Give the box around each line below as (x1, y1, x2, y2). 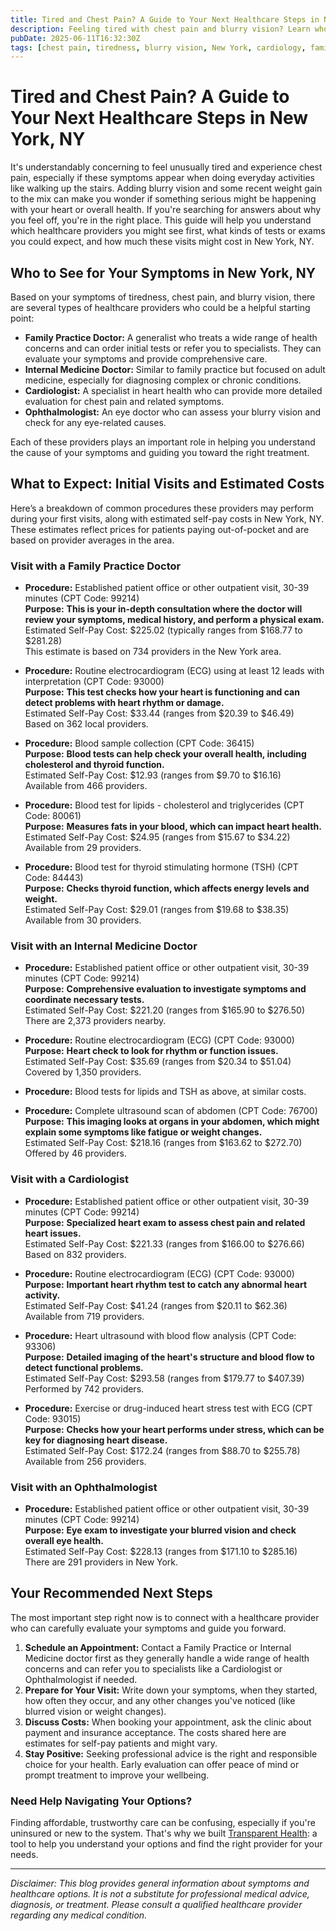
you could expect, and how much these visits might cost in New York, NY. (10, 236, 315, 248)
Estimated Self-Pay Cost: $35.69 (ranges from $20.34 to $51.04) (24, 1056, 292, 1068)
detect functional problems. (24, 1361, 144, 1373)
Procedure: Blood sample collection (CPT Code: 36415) (24, 737, 255, 750)
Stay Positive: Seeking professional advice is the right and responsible (24, 1747, 318, 1760)
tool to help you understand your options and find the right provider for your (10, 1838, 323, 1850)
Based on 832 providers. (24, 1248, 127, 1260)
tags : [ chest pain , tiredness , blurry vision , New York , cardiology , (10, 42, 307, 53)
